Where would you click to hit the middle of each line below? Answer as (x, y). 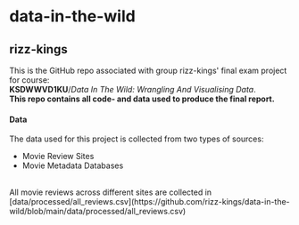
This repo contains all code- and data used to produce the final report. (142, 99)
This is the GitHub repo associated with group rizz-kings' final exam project (148, 70)
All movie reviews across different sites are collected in (111, 192)
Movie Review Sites (58, 157)
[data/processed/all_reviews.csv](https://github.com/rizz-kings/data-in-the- (149, 202)
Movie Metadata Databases (73, 165)
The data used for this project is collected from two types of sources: (137, 139)
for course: (29, 80)
